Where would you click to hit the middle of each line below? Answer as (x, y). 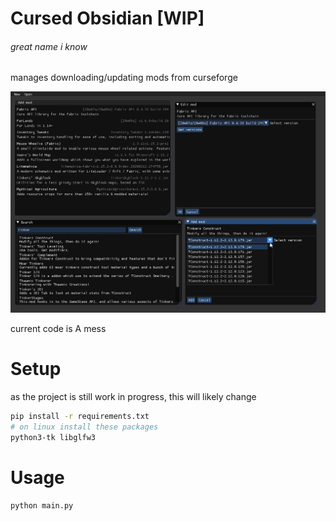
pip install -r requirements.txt (80, 417)
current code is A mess (58, 329)
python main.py (42, 505)
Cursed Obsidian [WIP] (107, 18)
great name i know (49, 46)
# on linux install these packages (84, 427)
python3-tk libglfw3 (53, 437)
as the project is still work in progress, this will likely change (133, 397)
